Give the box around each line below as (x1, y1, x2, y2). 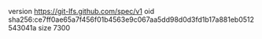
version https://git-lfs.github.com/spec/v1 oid (8, 7, 155, 16)
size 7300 (38, 23, 71, 32)
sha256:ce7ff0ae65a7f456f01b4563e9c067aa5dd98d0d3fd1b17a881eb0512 (8, 15, 254, 24)
